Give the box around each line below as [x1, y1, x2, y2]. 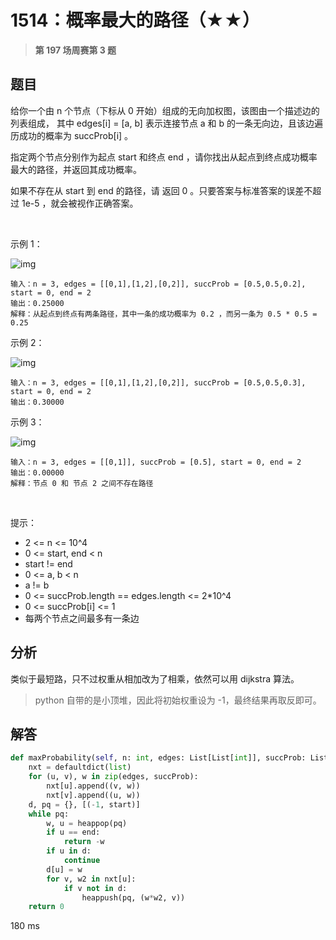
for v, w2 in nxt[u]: [46, 874, 137, 884]
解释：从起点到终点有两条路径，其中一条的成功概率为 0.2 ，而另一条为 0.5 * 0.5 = [10, 309, 318, 319]
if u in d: [46, 846, 92, 856]
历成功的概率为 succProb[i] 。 [10, 129, 134, 141]
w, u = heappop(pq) [46, 818, 128, 828]
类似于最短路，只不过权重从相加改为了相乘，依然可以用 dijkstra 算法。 [10, 672, 300, 685]
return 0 [28, 902, 65, 912]
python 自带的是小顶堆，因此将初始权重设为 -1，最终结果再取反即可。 [34, 694, 322, 706]
